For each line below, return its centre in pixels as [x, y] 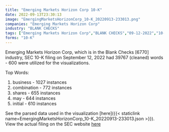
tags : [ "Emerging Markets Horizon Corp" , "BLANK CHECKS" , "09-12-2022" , [81, 33]
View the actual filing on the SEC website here [53, 124]
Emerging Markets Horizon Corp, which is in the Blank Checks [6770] [77, 52]
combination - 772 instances [42, 87]
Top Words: [17, 72]
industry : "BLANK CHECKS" [32, 29]
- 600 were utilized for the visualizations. [48, 63]
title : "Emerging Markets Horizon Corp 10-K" [54, 10]
